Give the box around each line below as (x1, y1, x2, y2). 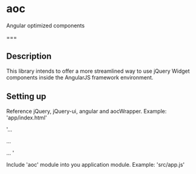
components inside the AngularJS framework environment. (6, 73, 154, 81)
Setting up (6, 92, 47, 102)
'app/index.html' (6, 114, 47, 121)
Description (6, 51, 52, 62)
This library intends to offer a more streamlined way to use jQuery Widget (6, 67, 190, 75)
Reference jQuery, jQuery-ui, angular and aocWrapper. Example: (6, 107, 167, 115)
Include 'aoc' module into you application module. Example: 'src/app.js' (6, 161, 185, 168)
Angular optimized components (6, 22, 85, 29)
